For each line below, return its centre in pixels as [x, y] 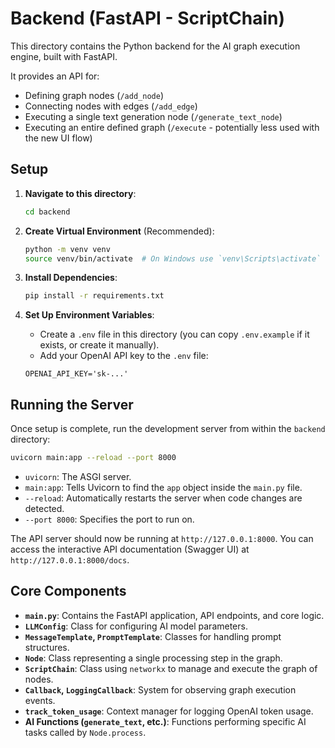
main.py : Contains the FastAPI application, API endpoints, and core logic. [174, 615]
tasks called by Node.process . [85, 732]
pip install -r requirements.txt [94, 296]
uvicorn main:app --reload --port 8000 [93, 458]
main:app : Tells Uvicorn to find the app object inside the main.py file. [163, 487]
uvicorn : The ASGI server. [78, 476]
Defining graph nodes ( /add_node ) [94, 95]
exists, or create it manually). [99, 345]
